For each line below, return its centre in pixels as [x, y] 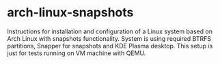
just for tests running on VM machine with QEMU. [77, 53]
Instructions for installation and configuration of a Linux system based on [110, 31]
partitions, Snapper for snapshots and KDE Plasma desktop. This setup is [110, 46]
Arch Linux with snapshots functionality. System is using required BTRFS [109, 38]
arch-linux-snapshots [70, 13]
